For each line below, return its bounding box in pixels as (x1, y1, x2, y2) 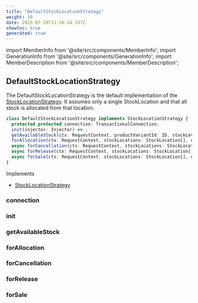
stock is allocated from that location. (6, 104, 95, 111)
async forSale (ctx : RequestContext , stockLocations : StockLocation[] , (11, 154, 189, 160)
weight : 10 (6, 14, 33, 20)
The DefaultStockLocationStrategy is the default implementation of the (6, 92, 178, 99)
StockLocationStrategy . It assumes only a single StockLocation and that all (6, 98, 187, 105)
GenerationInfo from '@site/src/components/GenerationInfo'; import (6, 53, 172, 60)
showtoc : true (6, 25, 41, 31)
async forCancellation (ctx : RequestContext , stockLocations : (11, 143, 165, 149)
